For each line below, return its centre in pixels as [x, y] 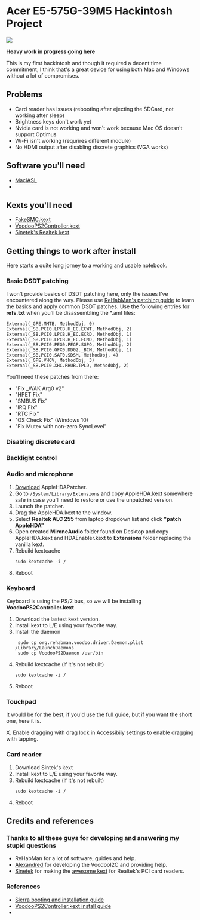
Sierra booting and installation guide [59, 900]
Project [24, 24]
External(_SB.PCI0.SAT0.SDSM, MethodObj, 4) [62, 355]
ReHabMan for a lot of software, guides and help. [75, 858]
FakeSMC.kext [33, 220]
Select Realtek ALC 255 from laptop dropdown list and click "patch [98, 519]
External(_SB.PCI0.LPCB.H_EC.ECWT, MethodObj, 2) [69, 329]
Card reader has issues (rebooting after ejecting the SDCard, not [94, 109]
